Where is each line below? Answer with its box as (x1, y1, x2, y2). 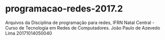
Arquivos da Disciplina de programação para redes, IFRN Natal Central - (5, 19, 155, 25)
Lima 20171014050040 (5, 30, 52, 36)
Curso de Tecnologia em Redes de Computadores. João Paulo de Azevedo (5, 24, 160, 30)
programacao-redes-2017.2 (5, 3, 123, 14)
